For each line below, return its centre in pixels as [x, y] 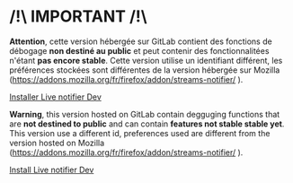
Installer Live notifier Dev [55, 97]
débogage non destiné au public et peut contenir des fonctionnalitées [139, 50]
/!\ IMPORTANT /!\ [78, 17]
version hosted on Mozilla [57, 143]
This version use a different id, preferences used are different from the [140, 133]
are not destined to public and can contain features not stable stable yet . [147, 124]
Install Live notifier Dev [52, 170]
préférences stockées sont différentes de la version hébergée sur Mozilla [145, 70]
